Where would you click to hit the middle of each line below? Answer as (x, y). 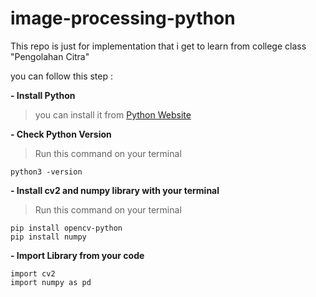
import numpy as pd (51, 282)
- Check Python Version (61, 134)
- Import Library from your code (77, 255)
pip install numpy (48, 237)
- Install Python (43, 95)
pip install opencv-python (66, 228)
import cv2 (33, 273)
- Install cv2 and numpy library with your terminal (115, 190)
